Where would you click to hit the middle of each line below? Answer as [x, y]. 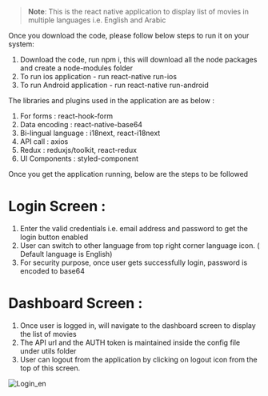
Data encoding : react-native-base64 [81, 124]
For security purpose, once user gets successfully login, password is [134, 262]
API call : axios [44, 142]
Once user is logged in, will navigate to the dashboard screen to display [138, 325]
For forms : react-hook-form [66, 116]
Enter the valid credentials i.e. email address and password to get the [134, 228]
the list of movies [48, 334]
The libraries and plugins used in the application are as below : [111, 100]
